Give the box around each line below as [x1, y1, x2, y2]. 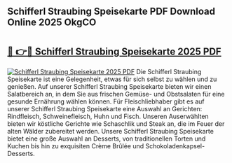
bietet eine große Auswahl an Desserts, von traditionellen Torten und [7, 134, 206, 143]
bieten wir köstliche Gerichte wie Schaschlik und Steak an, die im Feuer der [7, 120, 225, 128]
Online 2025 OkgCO [7, 17, 97, 29]
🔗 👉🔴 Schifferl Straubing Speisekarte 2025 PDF [7, 45, 222, 57]
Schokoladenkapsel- [145, 142, 205, 150]
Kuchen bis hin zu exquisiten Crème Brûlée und [7, 142, 144, 150]
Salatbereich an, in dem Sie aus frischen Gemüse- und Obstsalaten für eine [7, 90, 226, 98]
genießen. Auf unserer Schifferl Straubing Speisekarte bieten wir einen [7, 83, 212, 90]
